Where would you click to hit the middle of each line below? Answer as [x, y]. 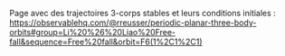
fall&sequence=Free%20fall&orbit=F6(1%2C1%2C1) [106, 42]
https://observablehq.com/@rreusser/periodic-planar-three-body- [133, 23]
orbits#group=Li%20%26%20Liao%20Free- [93, 32]
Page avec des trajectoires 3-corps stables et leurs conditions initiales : [142, 13]
